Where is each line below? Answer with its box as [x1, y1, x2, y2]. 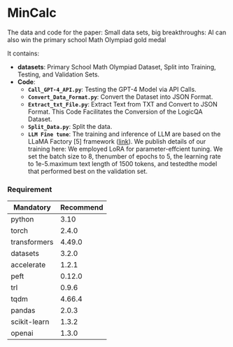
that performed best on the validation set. [27, 167, 148, 175]
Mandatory [13, 203, 51, 212]
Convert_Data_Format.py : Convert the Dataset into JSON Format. [27, 93, 213, 101]
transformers [10, 237, 54, 247]
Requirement [7, 184, 52, 194]
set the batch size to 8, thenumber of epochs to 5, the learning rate [27, 152, 222, 161]
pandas [10, 306, 36, 315]
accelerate [10, 260, 46, 270]
